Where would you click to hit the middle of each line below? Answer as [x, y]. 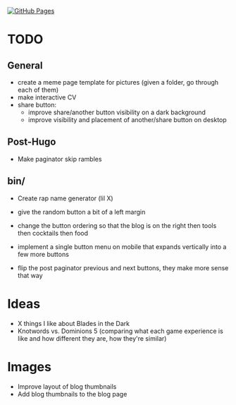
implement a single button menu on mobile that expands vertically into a [122, 246]
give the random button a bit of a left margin [81, 212]
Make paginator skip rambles [60, 159]
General [25, 65]
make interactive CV [47, 97]
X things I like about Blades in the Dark [74, 323]
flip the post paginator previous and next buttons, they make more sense [123, 267]
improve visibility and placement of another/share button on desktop [127, 120]
